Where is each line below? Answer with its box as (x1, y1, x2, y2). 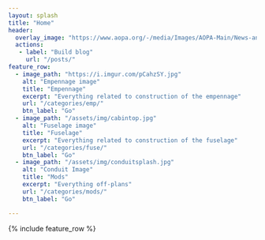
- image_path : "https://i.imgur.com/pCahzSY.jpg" (15, 70, 181, 78)
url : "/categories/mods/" (22, 187, 108, 196)
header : (8, 26, 34, 34)
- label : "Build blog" (18, 48, 93, 56)
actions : (15, 41, 44, 49)
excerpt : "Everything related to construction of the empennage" (22, 92, 242, 100)
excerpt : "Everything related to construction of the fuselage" (22, 136, 238, 144)
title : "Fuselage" (22, 129, 83, 137)
